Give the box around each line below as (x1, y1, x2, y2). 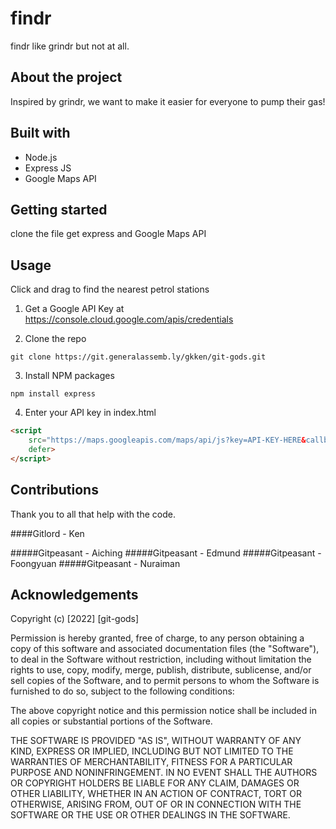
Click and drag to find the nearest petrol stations (10, 283, 210, 296)
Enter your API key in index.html (24, 407, 157, 419)
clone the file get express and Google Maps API (10, 228, 207, 240)
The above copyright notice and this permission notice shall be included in (10, 705, 317, 717)
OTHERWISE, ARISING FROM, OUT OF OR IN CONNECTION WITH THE (10, 798, 302, 811)
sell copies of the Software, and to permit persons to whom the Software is (10, 675, 320, 687)
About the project (10, 69, 123, 86)
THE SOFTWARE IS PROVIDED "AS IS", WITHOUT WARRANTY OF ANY (10, 735, 302, 747)
